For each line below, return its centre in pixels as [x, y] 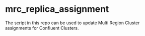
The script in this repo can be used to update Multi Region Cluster [72, 23]
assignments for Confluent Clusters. [42, 28]
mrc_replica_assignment [57, 9]
